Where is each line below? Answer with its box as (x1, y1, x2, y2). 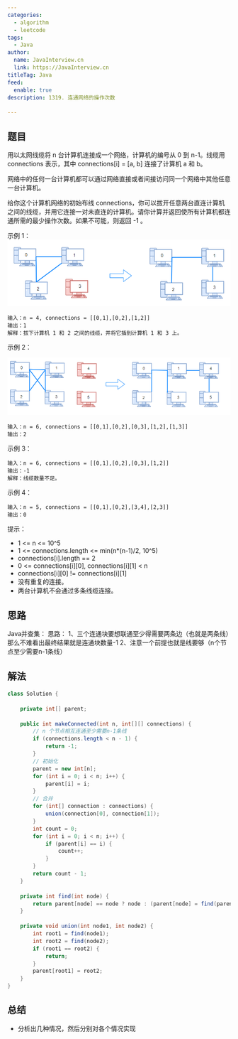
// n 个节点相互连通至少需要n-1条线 (33, 728, 127, 735)
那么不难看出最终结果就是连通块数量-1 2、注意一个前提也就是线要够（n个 (7, 638, 221, 647)
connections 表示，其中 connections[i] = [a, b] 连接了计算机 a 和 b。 (7, 159, 207, 168)
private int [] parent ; (20, 705, 87, 712)
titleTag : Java (7, 71, 52, 78)
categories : (7, 11, 42, 18)
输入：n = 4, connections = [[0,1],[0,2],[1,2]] (7, 314, 151, 321)
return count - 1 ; (33, 871, 87, 878)
